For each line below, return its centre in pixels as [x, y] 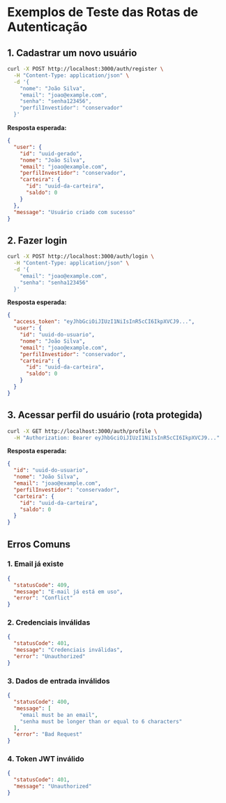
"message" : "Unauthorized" [53, 787]
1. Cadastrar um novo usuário [72, 53]
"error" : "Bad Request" [48, 734]
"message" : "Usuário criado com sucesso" [75, 212]
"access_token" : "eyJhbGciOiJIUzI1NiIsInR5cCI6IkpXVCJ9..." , [104, 322]
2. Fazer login [37, 240]
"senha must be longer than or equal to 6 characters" [101, 721]
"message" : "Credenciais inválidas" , [68, 650]
